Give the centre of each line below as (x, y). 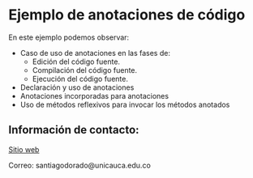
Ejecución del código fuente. (80, 78)
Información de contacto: (74, 130)
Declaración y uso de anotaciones (77, 87)
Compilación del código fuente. (85, 70)
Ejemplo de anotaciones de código (127, 15)
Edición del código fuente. (76, 61)
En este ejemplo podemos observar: (69, 37)
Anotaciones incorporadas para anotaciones (94, 95)
